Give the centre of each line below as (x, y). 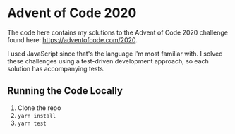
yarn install (37, 116)
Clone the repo (39, 108)
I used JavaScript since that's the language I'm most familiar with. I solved (115, 54)
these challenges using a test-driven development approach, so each (108, 61)
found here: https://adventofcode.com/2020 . (72, 39)
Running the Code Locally (65, 91)
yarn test (32, 123)
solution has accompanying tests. (56, 68)
